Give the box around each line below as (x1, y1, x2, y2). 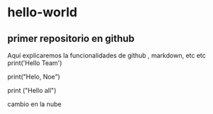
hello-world (7, 4, 78, 21)
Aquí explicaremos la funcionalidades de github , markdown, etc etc (7, 51, 206, 59)
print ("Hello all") (7, 86, 57, 94)
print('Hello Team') (7, 59, 62, 67)
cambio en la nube (7, 100, 62, 108)
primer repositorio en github (7, 33, 135, 45)
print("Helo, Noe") (7, 72, 60, 81)
